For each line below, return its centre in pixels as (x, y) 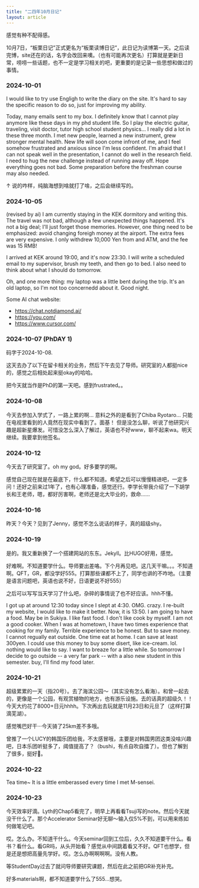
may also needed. (28, 173)
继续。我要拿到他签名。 (35, 437)
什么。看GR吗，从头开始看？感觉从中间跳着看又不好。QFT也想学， (103, 846)
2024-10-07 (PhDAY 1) (39, 339)
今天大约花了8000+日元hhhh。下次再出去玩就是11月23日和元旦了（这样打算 (99, 706)
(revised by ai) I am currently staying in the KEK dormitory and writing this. (97, 214)
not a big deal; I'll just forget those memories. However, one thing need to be (99, 227)
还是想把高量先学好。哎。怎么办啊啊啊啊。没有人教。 (76, 854)
